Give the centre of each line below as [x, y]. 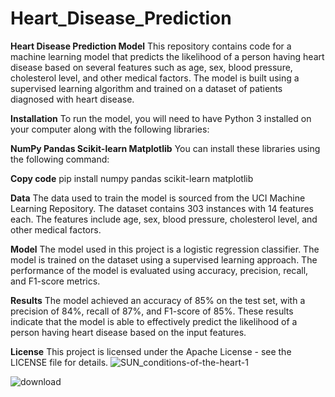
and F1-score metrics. [55, 281]
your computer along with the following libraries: [110, 129]
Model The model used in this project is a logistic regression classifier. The [165, 249]
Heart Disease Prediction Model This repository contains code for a [151, 46]
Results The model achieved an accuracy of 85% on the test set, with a [158, 300]
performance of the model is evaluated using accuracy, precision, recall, [159, 270]
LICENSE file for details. [59, 362]
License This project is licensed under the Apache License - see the [151, 351]
